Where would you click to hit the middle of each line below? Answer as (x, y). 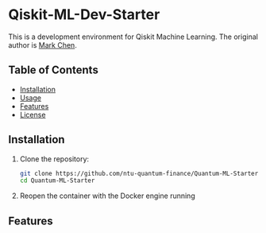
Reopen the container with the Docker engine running (108, 196)
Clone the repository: (54, 159)
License (33, 115)
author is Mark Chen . (42, 45)
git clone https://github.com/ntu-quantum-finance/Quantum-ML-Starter (139, 173)
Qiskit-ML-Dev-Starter (84, 15)
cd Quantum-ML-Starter (57, 181)
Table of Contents (54, 70)
